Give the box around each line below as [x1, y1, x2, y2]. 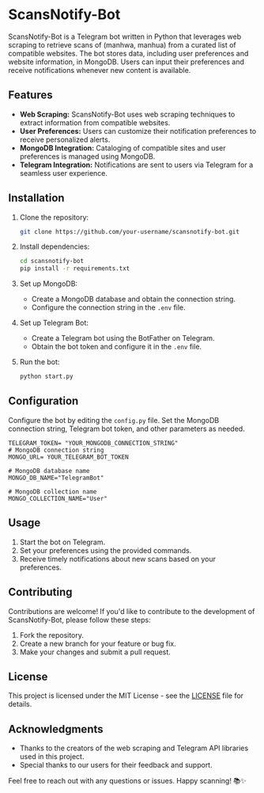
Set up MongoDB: [19, 279, 77, 288]
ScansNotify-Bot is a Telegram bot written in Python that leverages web [8, 32, 242, 41]
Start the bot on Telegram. [19, 537, 106, 547]
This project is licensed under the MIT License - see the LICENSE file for [8, 691, 243, 700]
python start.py [19, 372, 74, 381]
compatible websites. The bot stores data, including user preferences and [8, 48, 249, 58]
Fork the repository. [19, 630, 85, 639]
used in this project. [19, 752, 85, 761]
